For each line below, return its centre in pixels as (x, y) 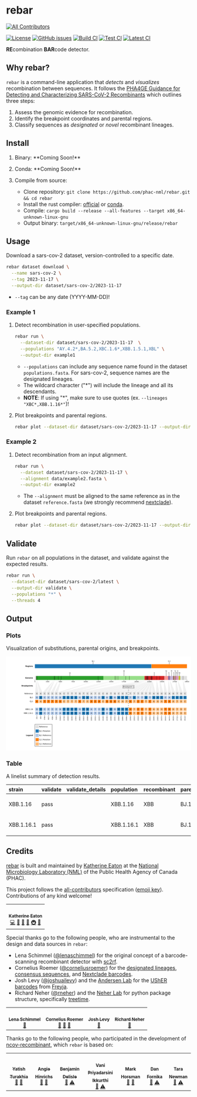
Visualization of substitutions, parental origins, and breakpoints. (83, 649)
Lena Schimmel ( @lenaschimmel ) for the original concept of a (89, 955)
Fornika (154, 1077)
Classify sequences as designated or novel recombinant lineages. (94, 125)
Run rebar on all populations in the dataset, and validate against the (88, 558)
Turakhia (19, 1077)
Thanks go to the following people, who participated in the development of (96, 1038)
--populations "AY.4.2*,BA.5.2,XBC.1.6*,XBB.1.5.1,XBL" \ (92, 349)
